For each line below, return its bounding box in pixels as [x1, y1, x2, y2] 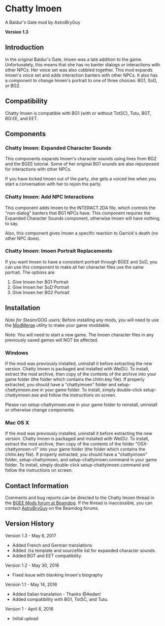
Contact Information [5, 482, 69, 490]
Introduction [5, 43, 44, 52]
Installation [5, 304, 40, 312]
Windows [5, 349, 29, 356]
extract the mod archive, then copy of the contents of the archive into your [5, 371, 157, 377]
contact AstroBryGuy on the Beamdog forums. [5, 505, 99, 511]
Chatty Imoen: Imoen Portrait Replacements [5, 248, 112, 255]
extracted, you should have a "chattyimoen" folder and [5, 381, 117, 387]
